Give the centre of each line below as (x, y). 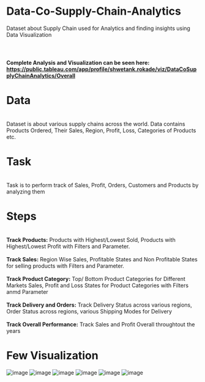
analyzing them (26, 192)
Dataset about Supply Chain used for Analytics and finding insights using (99, 28)
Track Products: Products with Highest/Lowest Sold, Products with (91, 239)
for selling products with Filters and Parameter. (65, 266)
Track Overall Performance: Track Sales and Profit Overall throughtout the (101, 324)
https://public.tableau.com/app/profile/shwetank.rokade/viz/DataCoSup (102, 69)
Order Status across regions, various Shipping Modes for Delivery (89, 311)
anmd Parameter (28, 291)
